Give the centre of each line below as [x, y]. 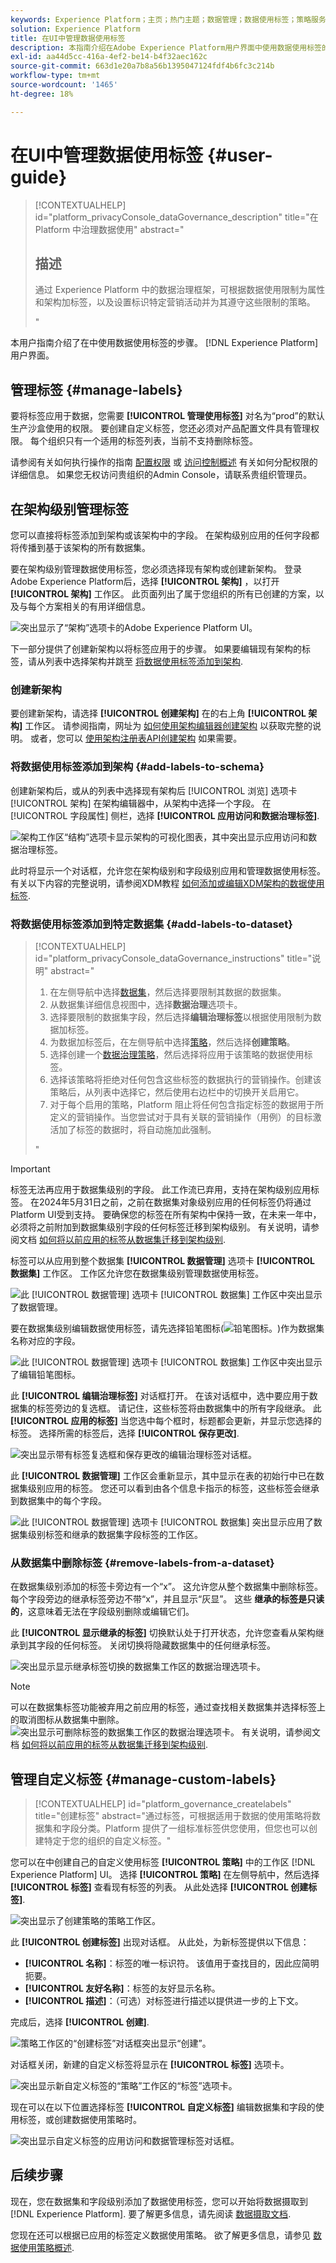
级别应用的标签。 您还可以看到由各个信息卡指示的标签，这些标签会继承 [173, 1488]
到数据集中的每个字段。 [58, 1500]
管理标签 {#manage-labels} [96, 389]
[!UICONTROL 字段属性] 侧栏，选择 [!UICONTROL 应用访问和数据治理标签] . [165, 815]
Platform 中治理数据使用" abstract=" [109, 229]
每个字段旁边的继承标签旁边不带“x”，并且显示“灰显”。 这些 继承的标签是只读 [167, 1599]
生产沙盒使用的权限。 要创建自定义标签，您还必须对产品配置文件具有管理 [160, 428]
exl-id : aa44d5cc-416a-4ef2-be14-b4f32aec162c [109, 57]
